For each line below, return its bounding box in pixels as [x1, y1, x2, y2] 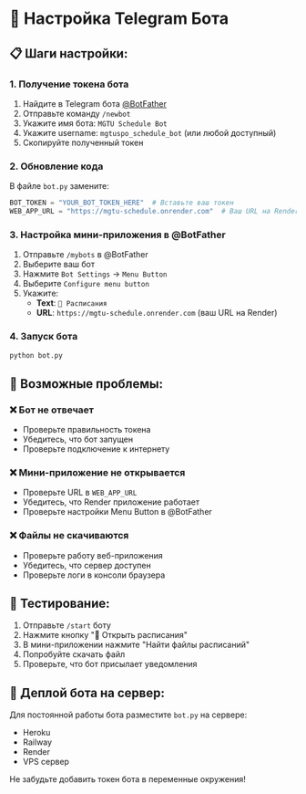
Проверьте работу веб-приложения [22, 549, 164, 560]
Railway [22, 737, 53, 747]
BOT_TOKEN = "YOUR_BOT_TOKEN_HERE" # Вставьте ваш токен [9, 198, 234, 208]
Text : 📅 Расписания [36, 298, 107, 308]
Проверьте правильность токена [22, 424, 151, 435]
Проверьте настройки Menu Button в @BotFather [22, 507, 212, 517]
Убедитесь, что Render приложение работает [22, 496, 200, 507]
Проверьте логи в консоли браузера [22, 569, 166, 580]
